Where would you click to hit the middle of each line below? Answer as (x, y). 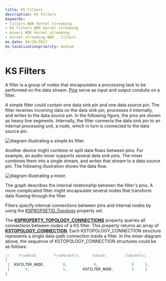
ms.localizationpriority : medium (40, 47)
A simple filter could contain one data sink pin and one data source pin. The (82, 105)
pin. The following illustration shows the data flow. (56, 166)
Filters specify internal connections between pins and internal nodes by (78, 205)
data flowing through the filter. (36, 195)
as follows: (16, 246)
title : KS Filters (24, 10)
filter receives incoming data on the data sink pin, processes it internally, (79, 110)
